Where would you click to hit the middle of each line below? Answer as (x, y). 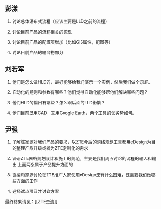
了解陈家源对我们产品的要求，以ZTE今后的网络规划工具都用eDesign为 (82, 142)
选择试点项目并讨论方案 (35, 192)
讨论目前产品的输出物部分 (38, 52)
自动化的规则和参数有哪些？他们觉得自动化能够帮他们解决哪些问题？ (80, 92)
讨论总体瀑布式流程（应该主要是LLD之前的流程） (61, 21)
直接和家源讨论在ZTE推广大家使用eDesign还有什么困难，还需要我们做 (82, 175)
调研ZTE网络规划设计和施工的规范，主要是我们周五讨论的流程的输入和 (82, 158)
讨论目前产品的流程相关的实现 (42, 32)
